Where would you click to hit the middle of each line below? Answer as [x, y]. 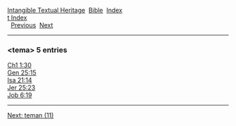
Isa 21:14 [20, 80]
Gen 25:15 [22, 73]
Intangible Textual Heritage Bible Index [65, 10]
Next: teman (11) [31, 115]
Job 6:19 [20, 95]
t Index [17, 18]
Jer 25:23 [21, 88]
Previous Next [32, 25]
